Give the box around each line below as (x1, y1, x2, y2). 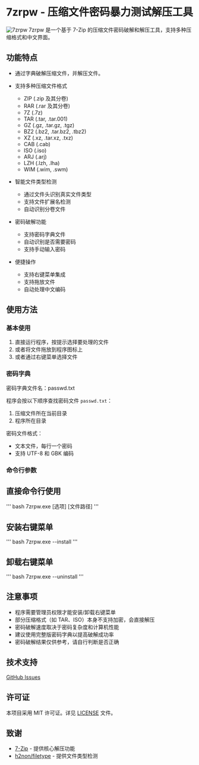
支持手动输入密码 (23, 245, 66, 252)
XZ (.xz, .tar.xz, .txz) (23, 134, 73, 141)
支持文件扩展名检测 (23, 198, 71, 205)
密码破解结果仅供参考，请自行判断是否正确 (14, 638, 119, 645)
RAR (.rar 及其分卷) (23, 102, 70, 109)
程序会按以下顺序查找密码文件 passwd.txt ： (6, 397, 113, 404)
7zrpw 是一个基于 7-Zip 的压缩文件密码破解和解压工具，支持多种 (29, 26, 187, 33)
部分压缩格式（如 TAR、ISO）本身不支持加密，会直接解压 (14, 616, 155, 623)
